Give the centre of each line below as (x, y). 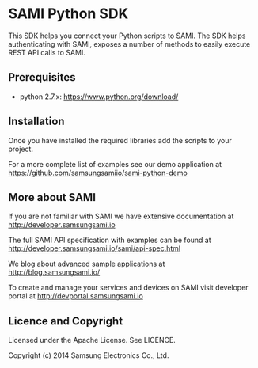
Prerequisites (42, 77)
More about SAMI (52, 197)
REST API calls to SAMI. (47, 52)
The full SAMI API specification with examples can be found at (110, 240)
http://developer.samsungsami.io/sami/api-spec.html (94, 248)
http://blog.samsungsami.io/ (54, 272)
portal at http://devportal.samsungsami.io (76, 296)
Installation (36, 121)
